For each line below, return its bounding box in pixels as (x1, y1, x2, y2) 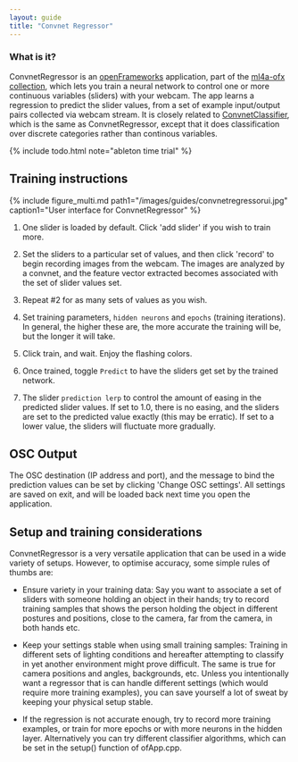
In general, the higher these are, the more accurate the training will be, (21, 321, 282, 331)
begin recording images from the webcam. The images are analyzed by (21, 258, 286, 269)
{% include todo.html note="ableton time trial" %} (9, 145, 193, 156)
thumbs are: (9, 567, 54, 578)
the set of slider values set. (21, 277, 122, 288)
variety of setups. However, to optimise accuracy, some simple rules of (9, 557, 270, 568)
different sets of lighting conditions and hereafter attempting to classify (21, 649, 284, 660)
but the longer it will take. (21, 331, 116, 341)
